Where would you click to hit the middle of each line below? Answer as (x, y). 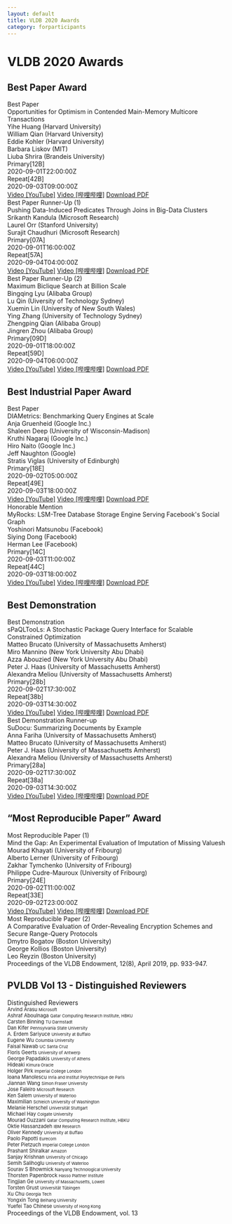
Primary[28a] (26, 765)
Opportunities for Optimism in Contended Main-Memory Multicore (103, 112)
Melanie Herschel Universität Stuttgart (48, 1107)
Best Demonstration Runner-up (52, 720)
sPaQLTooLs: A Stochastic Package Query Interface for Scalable (100, 629)
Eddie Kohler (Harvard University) (56, 142)
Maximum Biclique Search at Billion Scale (67, 286)
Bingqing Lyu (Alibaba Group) (50, 294)
